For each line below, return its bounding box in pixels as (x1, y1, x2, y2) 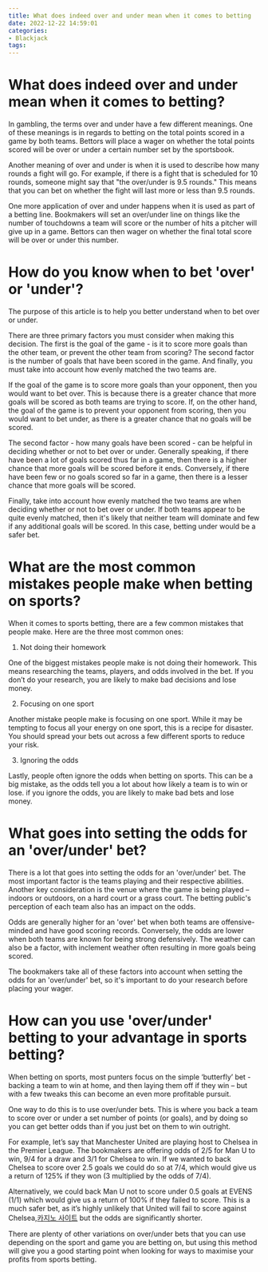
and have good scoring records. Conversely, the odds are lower (34, 925, 245, 935)
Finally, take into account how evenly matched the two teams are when (8, 496, 242, 505)
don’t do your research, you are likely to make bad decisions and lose (8, 675, 237, 684)
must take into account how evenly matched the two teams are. (8, 365, 217, 374)
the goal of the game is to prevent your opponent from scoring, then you (8, 405, 246, 415)
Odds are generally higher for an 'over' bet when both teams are (8, 917, 220, 927)
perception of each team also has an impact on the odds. (8, 901, 196, 911)
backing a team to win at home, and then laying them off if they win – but (8, 1080, 248, 1090)
